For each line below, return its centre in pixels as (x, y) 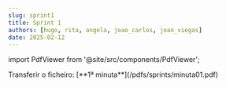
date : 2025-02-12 (37, 37)
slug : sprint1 (31, 15)
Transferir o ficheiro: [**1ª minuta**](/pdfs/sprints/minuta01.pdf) (113, 74)
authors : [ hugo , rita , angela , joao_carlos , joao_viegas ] (105, 30)
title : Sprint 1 (35, 23)
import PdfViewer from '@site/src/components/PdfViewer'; (104, 60)
